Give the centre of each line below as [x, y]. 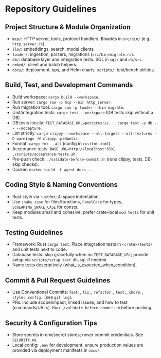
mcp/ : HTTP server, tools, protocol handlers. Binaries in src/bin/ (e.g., [82, 39]
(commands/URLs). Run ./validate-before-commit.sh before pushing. [82, 308]
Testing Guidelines [34, 233]
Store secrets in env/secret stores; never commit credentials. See [78, 335]
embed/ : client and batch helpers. [45, 65]
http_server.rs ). [29, 44]
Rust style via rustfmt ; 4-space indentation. [56, 197]
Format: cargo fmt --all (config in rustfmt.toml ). [62, 143]
